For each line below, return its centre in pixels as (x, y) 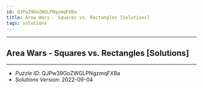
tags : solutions (27, 23)
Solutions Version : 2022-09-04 (54, 80)
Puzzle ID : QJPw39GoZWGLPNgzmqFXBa (68, 74)
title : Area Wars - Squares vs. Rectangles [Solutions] (78, 17)
